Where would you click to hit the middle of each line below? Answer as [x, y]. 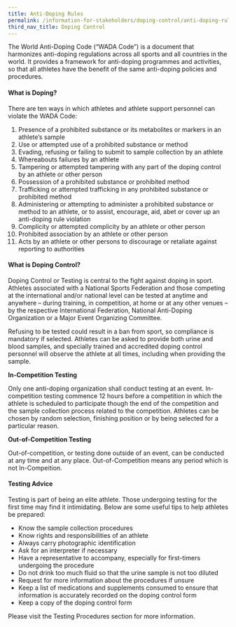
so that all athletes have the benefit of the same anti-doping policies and [112, 69]
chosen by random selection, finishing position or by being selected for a [113, 418]
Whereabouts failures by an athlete [69, 159]
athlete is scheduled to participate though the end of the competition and [113, 403]
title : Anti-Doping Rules [46, 14]
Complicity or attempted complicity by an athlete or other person [112, 226]
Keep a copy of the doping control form [75, 602]
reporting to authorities [51, 249]
